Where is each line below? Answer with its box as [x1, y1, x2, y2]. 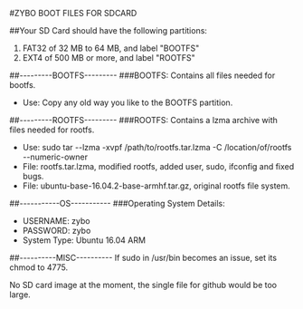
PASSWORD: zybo [22, 226, 91, 236]
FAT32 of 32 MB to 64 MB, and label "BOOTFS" [22, 43, 200, 53]
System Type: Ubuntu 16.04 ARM [22, 235, 147, 246]
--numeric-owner [22, 151, 89, 162]
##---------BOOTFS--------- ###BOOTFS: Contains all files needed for [9, 70, 276, 81]
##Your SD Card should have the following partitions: [9, 25, 208, 35]
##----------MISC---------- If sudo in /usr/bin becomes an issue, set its [9, 253, 278, 263]
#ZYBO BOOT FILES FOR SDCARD [9, 8, 137, 18]
